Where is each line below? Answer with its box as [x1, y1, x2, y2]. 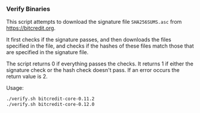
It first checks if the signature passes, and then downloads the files [6, 36, 171, 43]
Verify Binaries [6, 5, 51, 13]
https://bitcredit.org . [6, 24, 56, 32]
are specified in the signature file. [6, 49, 88, 56]
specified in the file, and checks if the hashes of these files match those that [6, 42, 194, 49]
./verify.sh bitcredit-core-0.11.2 [6, 96, 95, 102]
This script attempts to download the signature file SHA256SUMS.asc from [6, 18, 182, 26]
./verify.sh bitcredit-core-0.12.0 [6, 102, 95, 108]
